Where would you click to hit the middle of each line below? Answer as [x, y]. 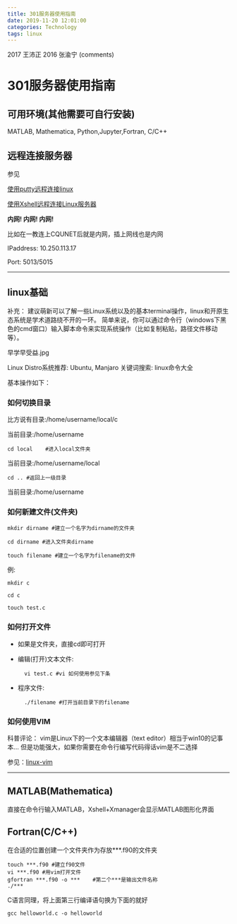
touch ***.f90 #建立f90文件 [47, 865]
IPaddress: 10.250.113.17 [42, 248]
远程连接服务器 [40, 155]
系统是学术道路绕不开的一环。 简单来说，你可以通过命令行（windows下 [117, 320]
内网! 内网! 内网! [31, 219]
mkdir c [19, 583]
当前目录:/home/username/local [54, 463]
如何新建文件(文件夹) [43, 512]
